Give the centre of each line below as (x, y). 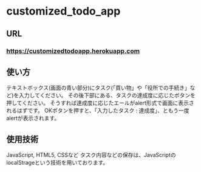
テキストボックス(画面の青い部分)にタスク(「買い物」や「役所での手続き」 (98, 88)
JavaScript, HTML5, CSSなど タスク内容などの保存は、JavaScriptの (91, 155)
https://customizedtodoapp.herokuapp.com (73, 51)
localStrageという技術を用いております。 (57, 163)
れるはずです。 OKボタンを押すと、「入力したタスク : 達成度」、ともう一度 (98, 111)
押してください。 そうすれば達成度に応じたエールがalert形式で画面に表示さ (100, 103)
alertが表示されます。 (33, 118)
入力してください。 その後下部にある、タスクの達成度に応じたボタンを (107, 95)
